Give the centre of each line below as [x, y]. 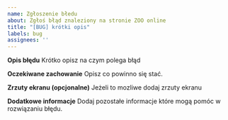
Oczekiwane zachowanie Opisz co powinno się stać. [85, 74]
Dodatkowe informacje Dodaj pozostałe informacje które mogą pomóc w [114, 101]
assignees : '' [28, 40]
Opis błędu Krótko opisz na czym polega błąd [74, 60]
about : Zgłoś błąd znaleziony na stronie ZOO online [87, 20]
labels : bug [25, 34]
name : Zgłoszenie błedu [42, 14]
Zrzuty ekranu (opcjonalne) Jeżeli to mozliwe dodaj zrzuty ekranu [105, 88]
